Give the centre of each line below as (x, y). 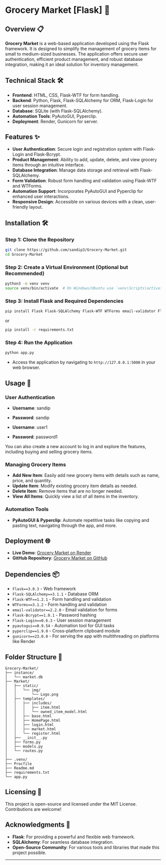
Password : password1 (35, 437)
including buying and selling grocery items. (49, 452)
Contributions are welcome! (33, 809)
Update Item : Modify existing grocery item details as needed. (75, 486)
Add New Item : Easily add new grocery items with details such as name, (86, 475)
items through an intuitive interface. (48, 165)
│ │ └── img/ (23, 690)
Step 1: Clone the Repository (40, 239)
